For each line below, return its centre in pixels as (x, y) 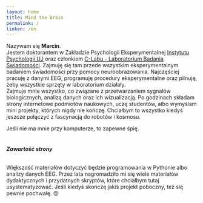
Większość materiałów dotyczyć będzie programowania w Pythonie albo (97, 168)
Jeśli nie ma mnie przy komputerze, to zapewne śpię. (73, 128)
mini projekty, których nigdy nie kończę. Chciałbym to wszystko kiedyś (95, 110)
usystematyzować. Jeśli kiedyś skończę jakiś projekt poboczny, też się (95, 187)
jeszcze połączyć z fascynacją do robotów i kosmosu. (74, 117)
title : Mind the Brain (35, 18)
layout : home (23, 12)
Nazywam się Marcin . (34, 46)
